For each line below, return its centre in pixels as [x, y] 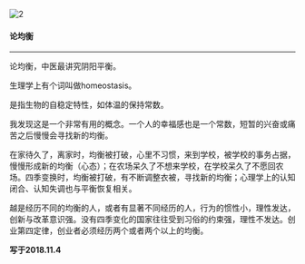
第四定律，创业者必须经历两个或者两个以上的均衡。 [113, 230]
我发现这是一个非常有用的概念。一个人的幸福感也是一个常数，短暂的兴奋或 [148, 124]
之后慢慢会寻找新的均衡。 [65, 135]
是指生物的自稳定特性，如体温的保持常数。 [89, 105]
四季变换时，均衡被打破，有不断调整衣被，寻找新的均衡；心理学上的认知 [160, 178]
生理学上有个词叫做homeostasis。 [73, 85]
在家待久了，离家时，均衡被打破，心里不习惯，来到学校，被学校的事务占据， [152, 155]
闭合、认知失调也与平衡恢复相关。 [73, 189]
